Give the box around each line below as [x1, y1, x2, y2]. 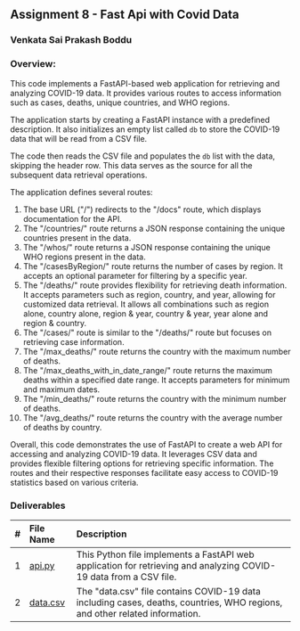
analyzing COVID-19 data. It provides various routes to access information [10, 87, 282, 98]
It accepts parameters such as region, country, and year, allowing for [22, 289, 276, 299]
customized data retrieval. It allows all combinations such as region [22, 299, 270, 309]
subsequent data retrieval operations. [10, 169, 148, 180]
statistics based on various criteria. [10, 477, 139, 488]
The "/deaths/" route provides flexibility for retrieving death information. [22, 280, 288, 291]
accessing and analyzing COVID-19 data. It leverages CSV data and [10, 448, 257, 459]
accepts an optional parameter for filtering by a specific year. [22, 270, 247, 281]
